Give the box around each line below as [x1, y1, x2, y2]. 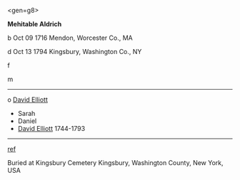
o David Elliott [7, 95, 49, 104]
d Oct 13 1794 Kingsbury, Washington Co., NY [7, 48, 142, 55]
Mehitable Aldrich [7, 20, 62, 28]
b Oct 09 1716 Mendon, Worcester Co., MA [7, 33, 134, 42]
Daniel [17, 117, 37, 125]
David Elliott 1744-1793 [17, 125, 86, 132]
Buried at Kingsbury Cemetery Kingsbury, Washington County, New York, [7, 159, 224, 166]
